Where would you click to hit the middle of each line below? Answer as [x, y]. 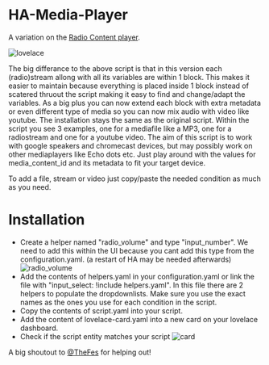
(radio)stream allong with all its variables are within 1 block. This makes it [129, 77]
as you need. [30, 187]
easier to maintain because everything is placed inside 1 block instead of [129, 86]
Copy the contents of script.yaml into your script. [101, 310]
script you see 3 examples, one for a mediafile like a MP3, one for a [120, 128]
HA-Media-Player [68, 15]
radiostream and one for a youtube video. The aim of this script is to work [130, 137]
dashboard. [39, 328]
